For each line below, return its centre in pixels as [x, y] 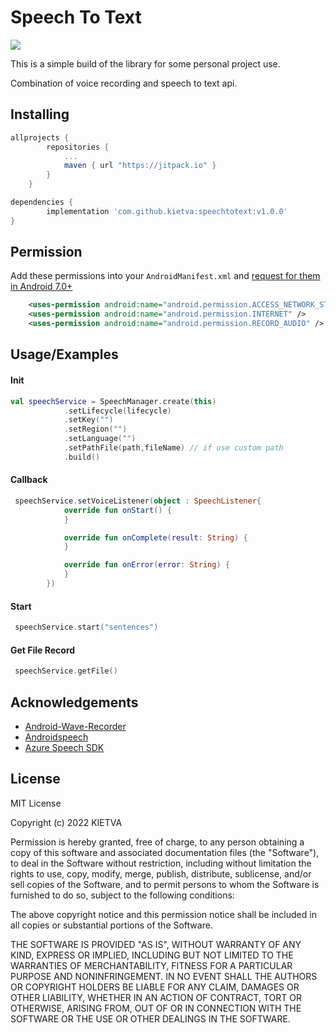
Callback [29, 480]
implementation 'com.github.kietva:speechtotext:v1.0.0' [167, 211]
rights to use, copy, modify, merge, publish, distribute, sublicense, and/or [161, 873]
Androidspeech [56, 737]
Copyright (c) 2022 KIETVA [66, 822]
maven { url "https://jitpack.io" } [140, 166]
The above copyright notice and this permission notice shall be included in [163, 914]
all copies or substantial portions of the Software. [111, 925]
